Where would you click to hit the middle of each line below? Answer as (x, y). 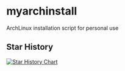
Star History (30, 47)
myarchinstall (42, 11)
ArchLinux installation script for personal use (62, 28)
